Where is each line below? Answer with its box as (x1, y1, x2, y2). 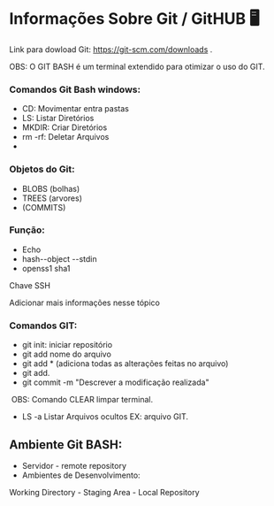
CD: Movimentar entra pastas (21, 103, 130, 114)
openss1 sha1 (21, 263, 71, 273)
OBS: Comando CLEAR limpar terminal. (11, 395, 153, 405)
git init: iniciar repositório (21, 340, 113, 350)
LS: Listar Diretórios (21, 113, 95, 124)
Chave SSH (9, 280, 51, 290)
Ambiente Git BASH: (9, 437, 123, 452)
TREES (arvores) (21, 193, 82, 203)
